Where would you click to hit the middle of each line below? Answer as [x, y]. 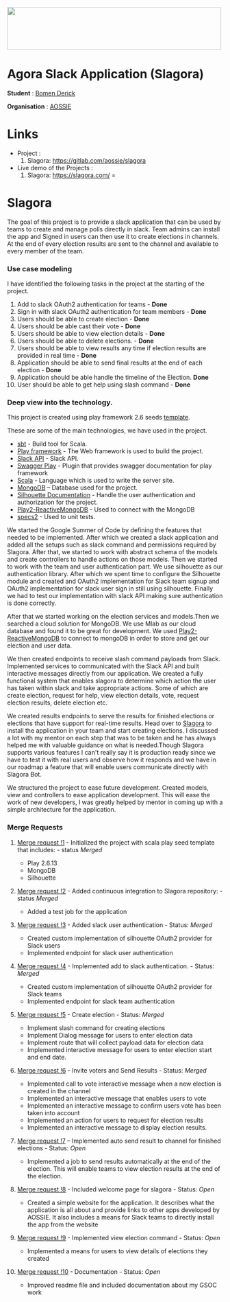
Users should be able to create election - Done [83, 319]
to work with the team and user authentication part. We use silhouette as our [115, 567]
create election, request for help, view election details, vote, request [103, 696]
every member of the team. [46, 251]
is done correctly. [32, 603]
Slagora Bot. [25, 775]
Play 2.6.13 [42, 863]
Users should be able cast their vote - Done [79, 326]
